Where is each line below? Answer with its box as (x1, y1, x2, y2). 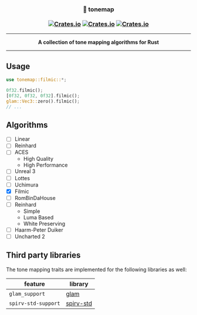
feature (24, 280, 45, 288)
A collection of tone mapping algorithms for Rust (38, 39, 159, 46)
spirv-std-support (9, 300, 60, 307)
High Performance (23, 161, 68, 169)
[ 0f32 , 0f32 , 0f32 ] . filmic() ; (6, 93, 80, 99)
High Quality (23, 155, 54, 162)
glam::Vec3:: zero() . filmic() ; (6, 98, 80, 104)
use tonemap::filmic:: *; (6, 77, 67, 83)
